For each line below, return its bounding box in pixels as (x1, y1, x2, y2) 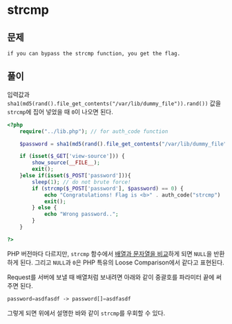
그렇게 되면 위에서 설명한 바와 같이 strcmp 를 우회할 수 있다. (7, 309, 166, 317)
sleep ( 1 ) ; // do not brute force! (32, 179, 131, 186)
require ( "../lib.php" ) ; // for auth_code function (19, 127, 168, 135)
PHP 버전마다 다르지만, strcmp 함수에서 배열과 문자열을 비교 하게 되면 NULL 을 (7, 249, 213, 258)
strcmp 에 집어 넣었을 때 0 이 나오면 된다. (7, 107, 114, 116)
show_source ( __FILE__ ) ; (32, 159, 100, 166)
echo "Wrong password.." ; (43, 210, 119, 218)
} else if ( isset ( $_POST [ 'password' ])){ (19, 172, 131, 179)
